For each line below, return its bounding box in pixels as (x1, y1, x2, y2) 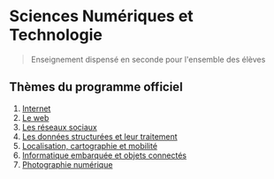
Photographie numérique (21, 159, 113, 169)
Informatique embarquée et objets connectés (21, 150, 187, 160)
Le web (21, 112, 49, 123)
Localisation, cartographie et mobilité (21, 140, 157, 151)
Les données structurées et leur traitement (21, 131, 179, 142)
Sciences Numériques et (9, 6, 194, 26)
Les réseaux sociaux (21, 122, 97, 132)
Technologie (9, 25, 103, 45)
